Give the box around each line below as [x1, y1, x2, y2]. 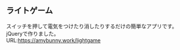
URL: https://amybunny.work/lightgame [6, 36, 101, 43]
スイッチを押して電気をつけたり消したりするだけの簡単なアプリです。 [6, 23, 178, 30]
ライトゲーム [6, 5, 53, 16]
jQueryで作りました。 [6, 30, 59, 37]
